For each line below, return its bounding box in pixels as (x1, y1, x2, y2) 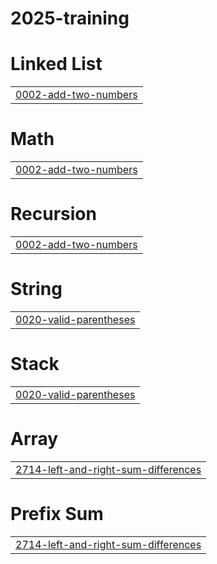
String (10, 278, 63, 301)
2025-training (10, 7, 130, 30)
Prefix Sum (10, 503, 104, 525)
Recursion (10, 203, 97, 226)
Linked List (10, 53, 103, 76)
